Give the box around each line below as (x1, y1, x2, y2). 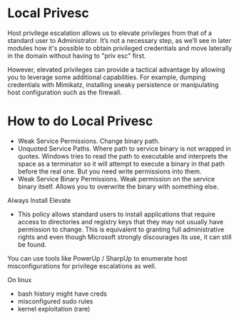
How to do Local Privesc (7, 113, 153, 129)
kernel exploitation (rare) (17, 304, 91, 313)
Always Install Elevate (7, 196, 71, 204)
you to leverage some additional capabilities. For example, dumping (7, 73, 205, 81)
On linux (7, 275, 32, 284)
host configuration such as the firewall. (7, 88, 123, 96)
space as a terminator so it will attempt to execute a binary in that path (17, 159, 225, 168)
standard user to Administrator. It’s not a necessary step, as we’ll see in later (7, 36, 232, 44)
